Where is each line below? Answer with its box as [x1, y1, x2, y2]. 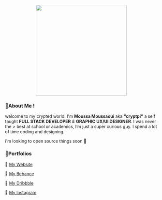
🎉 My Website [5, 161, 33, 167]
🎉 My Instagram [5, 189, 37, 195]
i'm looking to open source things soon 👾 [5, 138, 87, 144]
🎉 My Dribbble [5, 180, 34, 186]
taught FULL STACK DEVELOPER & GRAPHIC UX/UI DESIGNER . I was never [5, 119, 156, 124]
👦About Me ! [5, 102, 35, 109]
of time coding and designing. [5, 129, 65, 135]
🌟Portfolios [5, 150, 32, 157]
